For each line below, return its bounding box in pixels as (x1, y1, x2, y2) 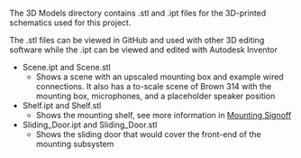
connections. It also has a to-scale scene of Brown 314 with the (35, 81, 272, 91)
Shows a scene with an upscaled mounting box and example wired (35, 71, 284, 82)
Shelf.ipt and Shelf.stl (22, 100, 102, 111)
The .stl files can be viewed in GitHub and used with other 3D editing (9, 35, 265, 45)
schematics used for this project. (9, 17, 132, 28)
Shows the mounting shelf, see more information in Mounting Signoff (35, 110, 292, 120)
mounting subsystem (35, 139, 114, 149)
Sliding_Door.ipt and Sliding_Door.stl (22, 119, 158, 130)
